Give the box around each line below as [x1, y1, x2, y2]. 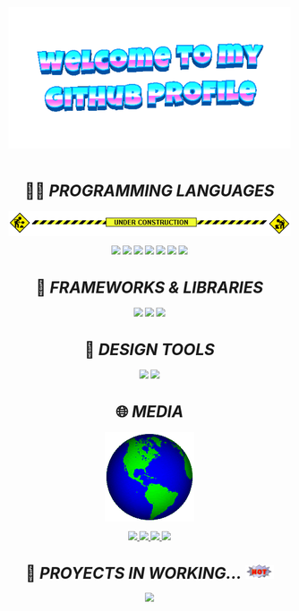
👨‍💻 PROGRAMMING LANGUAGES [24, 181, 275, 201]
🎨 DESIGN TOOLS [83, 339, 216, 360]
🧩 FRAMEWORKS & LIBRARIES [35, 277, 264, 297]
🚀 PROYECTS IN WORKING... [25, 563, 242, 583]
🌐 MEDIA [115, 401, 184, 421]
